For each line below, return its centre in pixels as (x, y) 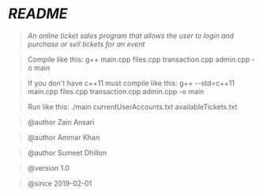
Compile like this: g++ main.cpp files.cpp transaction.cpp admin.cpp (139, 59)
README (38, 14)
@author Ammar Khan (64, 137)
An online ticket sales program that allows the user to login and (131, 36)
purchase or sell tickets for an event (86, 43)
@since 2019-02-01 (60, 183)
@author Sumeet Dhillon (67, 153)
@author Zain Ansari (61, 122)
